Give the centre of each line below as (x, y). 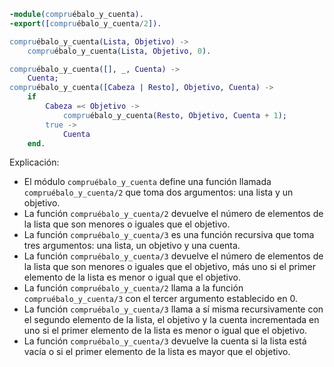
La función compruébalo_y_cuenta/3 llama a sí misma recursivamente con (173, 309)
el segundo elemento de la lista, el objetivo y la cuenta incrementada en (171, 320)
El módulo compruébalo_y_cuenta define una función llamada (147, 182)
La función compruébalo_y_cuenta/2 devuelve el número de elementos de (173, 214)
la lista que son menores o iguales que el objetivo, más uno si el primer (169, 267)
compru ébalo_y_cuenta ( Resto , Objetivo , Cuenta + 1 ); (174, 115)
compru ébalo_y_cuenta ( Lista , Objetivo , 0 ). (119, 51)
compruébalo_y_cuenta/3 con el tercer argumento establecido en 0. (160, 299)
